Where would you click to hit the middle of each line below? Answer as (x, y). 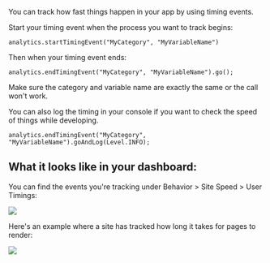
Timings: (23, 195)
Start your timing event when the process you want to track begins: (121, 27)
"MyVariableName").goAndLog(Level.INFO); (79, 142)
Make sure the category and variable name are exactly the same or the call (133, 87)
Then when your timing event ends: (68, 57)
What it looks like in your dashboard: (103, 167)
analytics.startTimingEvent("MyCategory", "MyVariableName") (114, 42)
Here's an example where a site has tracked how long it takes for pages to (132, 226)
